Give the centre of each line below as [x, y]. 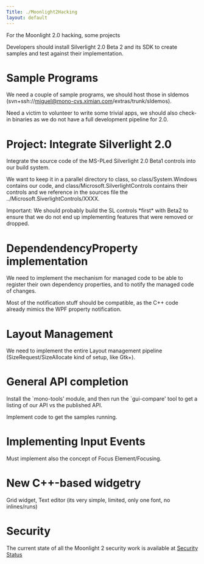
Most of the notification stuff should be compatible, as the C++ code [92, 303]
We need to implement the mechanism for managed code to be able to [95, 278]
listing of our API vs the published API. [54, 405]
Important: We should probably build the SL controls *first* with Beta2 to [97, 210]
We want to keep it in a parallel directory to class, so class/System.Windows [102, 179]
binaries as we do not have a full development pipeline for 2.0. [90, 120]
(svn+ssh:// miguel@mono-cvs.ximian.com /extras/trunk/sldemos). [89, 101]
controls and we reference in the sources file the [67, 192]
